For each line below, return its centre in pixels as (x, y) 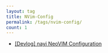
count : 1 (17, 27)
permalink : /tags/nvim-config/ (44, 22)
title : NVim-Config (30, 17)
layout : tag (20, 11)
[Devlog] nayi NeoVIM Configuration (58, 44)
